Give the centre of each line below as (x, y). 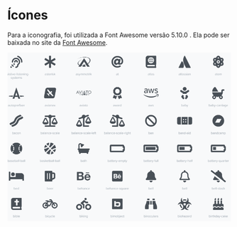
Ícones (28, 15)
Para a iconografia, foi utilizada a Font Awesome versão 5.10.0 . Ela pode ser (118, 35)
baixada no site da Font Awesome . (57, 42)
